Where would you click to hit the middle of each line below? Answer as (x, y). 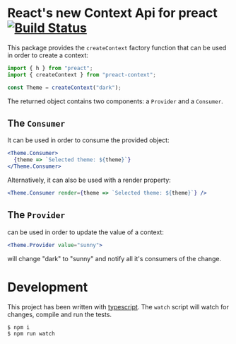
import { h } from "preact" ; (50, 68)
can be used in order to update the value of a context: (85, 232)
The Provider (36, 215)
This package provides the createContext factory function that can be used (117, 47)
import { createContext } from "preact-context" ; (82, 75)
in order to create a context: (48, 55)
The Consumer (36, 123)
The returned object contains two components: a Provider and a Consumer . (116, 101)
